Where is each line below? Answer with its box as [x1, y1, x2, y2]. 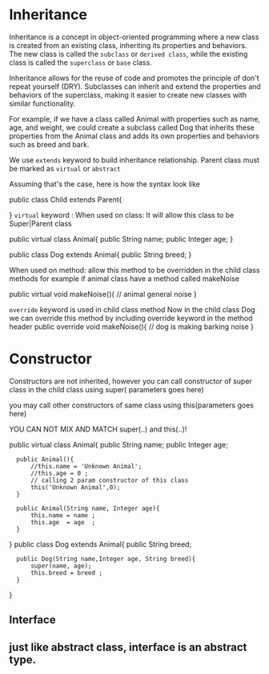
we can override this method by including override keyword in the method [9, 313, 253, 323]
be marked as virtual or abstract [9, 163, 121, 173]
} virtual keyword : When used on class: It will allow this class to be [9, 210, 235, 219]
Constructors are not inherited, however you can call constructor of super [9, 376, 253, 386]
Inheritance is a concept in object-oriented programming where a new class [9, 32, 259, 42]
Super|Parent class [9, 219, 72, 228]
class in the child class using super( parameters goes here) [9, 384, 205, 394]
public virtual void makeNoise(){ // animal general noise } [9, 289, 197, 299]
